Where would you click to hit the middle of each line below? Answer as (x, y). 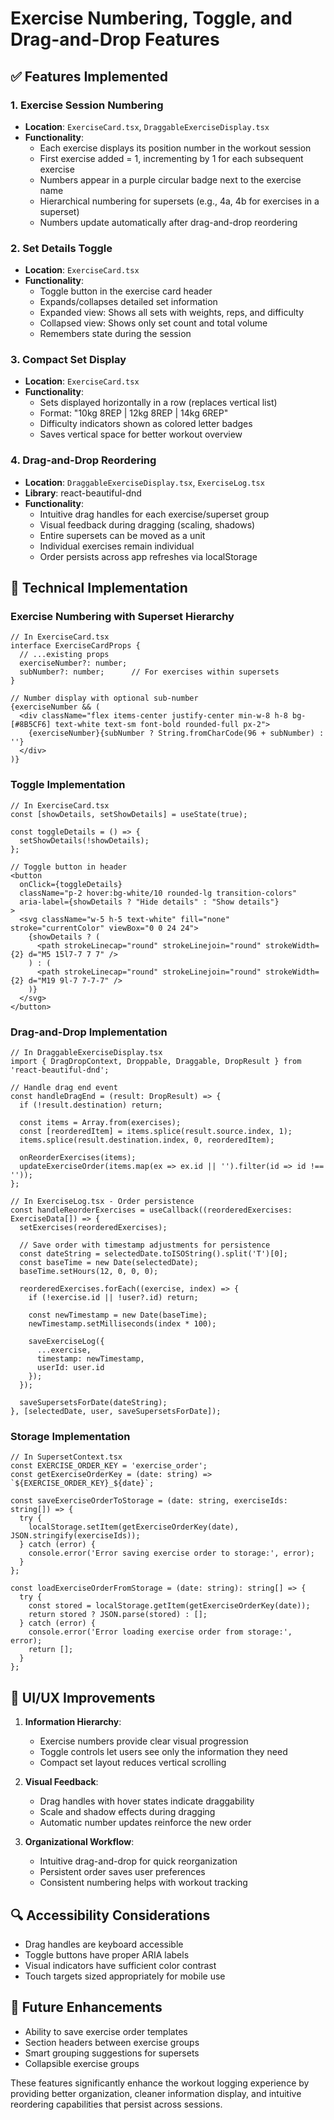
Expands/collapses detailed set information (128, 302)
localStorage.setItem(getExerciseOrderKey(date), (134, 1527)
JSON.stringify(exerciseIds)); (75, 1536)
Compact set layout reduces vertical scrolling (133, 1763)
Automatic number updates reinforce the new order (145, 1823)
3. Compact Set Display (68, 360)
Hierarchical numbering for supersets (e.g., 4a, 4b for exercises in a (179, 201)
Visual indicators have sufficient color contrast (120, 1965)
